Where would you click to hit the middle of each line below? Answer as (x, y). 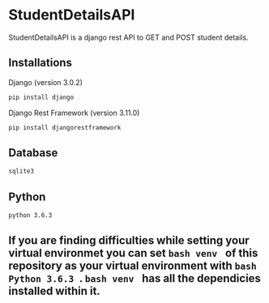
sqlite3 (21, 172)
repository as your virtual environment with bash (132, 266)
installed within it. (55, 291)
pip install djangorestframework (65, 127)
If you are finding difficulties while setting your (129, 241)
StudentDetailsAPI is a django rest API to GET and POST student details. (128, 37)
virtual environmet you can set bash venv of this (133, 253)
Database (33, 153)
